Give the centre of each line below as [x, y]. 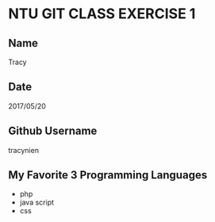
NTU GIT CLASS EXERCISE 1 [102, 14]
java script [36, 202]
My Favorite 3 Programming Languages [108, 175]
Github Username [53, 131]
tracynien [24, 150]
